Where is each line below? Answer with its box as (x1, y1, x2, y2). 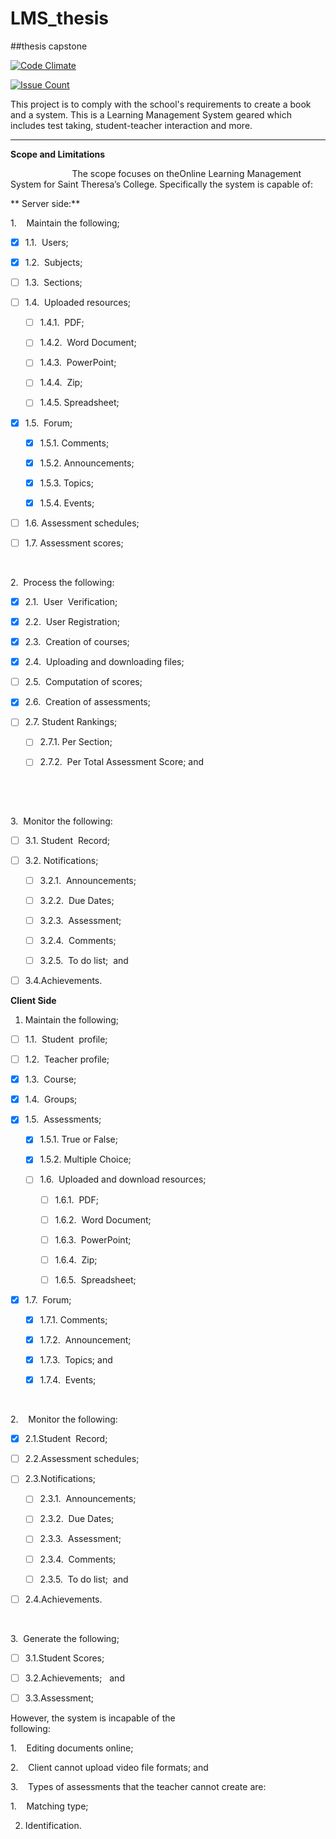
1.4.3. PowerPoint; (39, 357, 117, 369)
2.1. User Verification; (24, 595, 118, 607)
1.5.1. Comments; (39, 437, 110, 449)
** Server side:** (10, 197, 81, 209)
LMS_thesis (10, 7, 109, 30)
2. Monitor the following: (10, 1413, 118, 1426)
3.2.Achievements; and (24, 1672, 125, 1684)
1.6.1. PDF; (54, 1193, 99, 1206)
